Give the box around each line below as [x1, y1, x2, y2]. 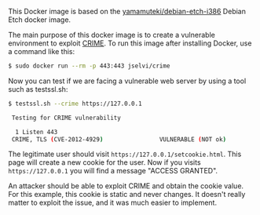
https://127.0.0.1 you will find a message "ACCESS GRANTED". [8, 166, 218, 176]
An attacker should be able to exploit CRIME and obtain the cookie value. [8, 181, 244, 191]
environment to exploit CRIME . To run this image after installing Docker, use [8, 38, 252, 48]
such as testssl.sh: [8, 84, 68, 93]
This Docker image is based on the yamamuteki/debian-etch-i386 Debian [8, 7, 246, 16]
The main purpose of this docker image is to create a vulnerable [8, 31, 216, 39]
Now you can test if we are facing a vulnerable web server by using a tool [8, 76, 247, 86]
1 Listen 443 [15, 128, 58, 136]
